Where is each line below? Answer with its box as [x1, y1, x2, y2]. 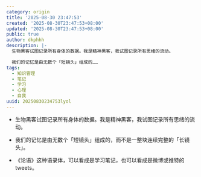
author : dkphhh [6, 37, 45, 43]
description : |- [6, 43, 47, 49]
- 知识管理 [11, 70, 36, 76]
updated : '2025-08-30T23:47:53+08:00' [6, 25, 104, 32]
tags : [6, 65, 20, 71]
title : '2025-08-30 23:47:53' [6, 14, 83, 21]
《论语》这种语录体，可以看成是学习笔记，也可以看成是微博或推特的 [14, 156, 185, 164]
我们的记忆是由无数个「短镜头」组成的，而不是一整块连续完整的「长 [14, 136, 185, 143]
